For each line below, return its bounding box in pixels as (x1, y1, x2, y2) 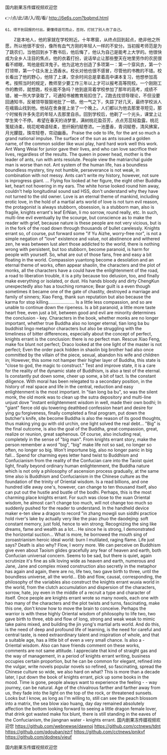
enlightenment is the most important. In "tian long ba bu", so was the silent (5, 389, 158, 395)
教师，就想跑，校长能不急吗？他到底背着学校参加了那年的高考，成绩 (13, 86, 153, 92)
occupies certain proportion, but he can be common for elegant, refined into (5, 658, 162, 664)
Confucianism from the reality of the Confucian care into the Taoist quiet (5, 458, 154, 463)
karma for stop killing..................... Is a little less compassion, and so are (5, 299, 153, 305)
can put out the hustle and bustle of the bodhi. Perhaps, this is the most (5, 489, 152, 495)
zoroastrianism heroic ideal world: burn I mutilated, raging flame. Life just (5, 537, 155, 543)
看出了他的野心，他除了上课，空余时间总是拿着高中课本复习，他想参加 (9, 74, 153, 80)
